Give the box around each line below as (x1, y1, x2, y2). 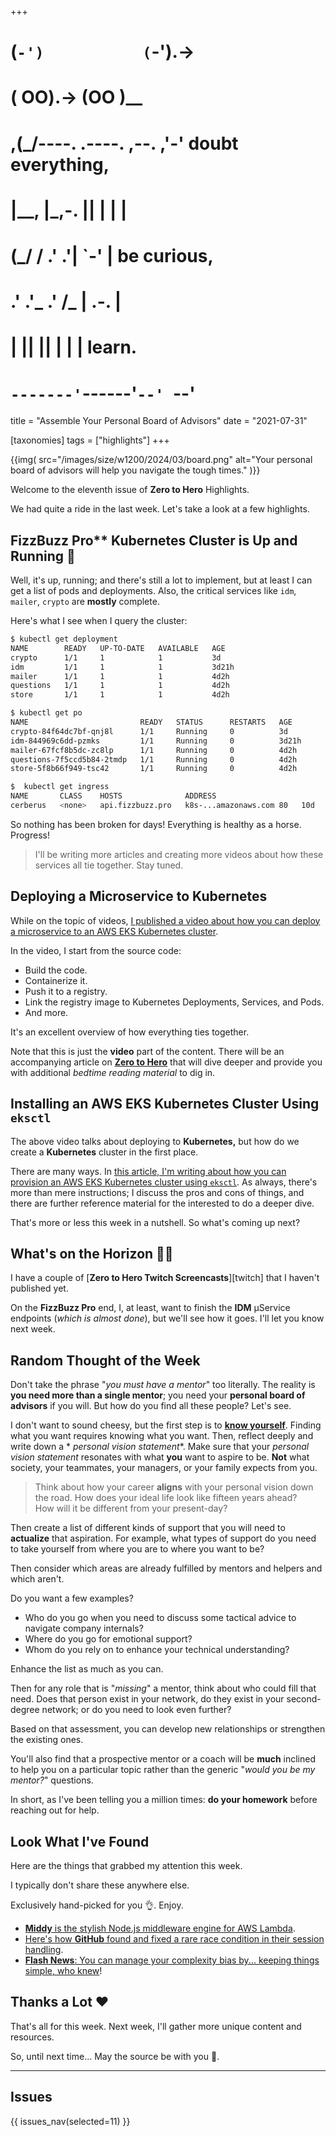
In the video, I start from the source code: (10, 944, 182, 956)
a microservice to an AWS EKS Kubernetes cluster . (10, 925, 219, 937)
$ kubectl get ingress (10, 782, 110, 792)
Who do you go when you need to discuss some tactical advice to (24, 1612, 297, 1624)
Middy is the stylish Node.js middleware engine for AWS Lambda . (24, 1922, 296, 1934)
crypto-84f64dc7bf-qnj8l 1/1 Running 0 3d (10, 726, 288, 736)
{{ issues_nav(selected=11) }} (10, 2115, 131, 2127)
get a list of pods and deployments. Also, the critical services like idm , (10, 585, 297, 597)
